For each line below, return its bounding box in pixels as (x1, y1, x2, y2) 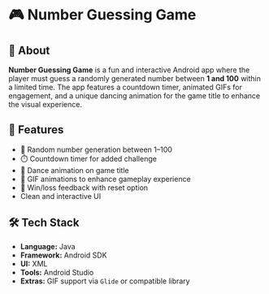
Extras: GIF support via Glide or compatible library (20, 276, 190, 286)
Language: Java (20, 241, 76, 251)
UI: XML (20, 258, 48, 268)
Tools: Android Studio (20, 267, 94, 277)
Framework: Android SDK (20, 250, 107, 260)
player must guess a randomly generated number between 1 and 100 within (8, 74, 262, 83)
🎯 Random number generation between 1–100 (20, 145, 173, 154)
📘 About (8, 43, 50, 57)
